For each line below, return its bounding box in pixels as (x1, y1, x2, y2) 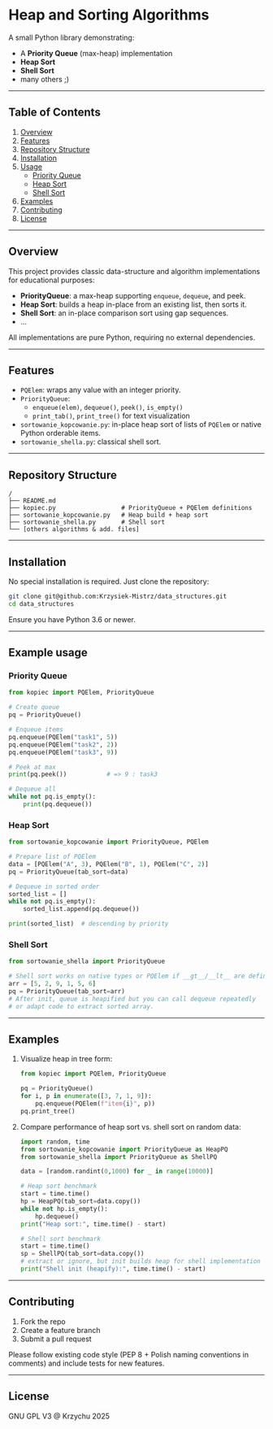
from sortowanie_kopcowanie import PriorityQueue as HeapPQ (19, 1145, 228, 1153)
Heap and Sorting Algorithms (8, 6, 210, 24)
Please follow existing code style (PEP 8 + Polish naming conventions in (8, 1349, 249, 1359)
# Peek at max (8, 763, 57, 771)
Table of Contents (8, 106, 102, 120)
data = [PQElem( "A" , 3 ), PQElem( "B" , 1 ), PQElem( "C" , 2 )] (8, 860, 209, 868)
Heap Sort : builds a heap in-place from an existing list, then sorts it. (19, 299, 248, 309)
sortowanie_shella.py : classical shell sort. (19, 437, 162, 447)
